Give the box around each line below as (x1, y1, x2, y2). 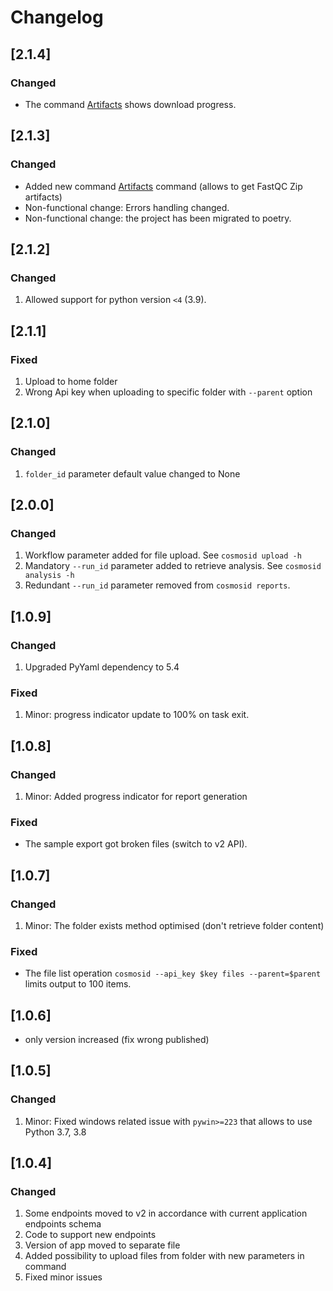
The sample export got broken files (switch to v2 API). (24, 838, 248, 850)
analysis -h (24, 571, 75, 581)
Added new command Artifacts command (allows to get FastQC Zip (24, 180, 303, 192)
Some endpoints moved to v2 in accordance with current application (24, 1207, 308, 1220)
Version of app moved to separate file (24, 1239, 181, 1251)
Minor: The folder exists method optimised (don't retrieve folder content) (24, 919, 325, 931)
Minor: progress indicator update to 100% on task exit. (24, 709, 250, 721)
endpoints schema (24, 1218, 102, 1230)
